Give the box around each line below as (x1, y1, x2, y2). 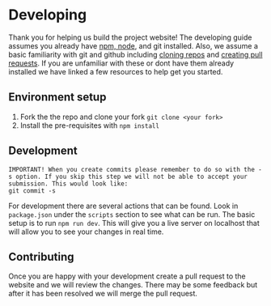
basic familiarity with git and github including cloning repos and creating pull (8, 49, 263, 59)
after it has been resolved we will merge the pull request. (8, 289, 198, 299)
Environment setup (8, 91, 107, 104)
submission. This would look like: (8, 180, 129, 188)
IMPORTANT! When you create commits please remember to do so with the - (8, 165, 263, 173)
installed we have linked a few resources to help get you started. (8, 66, 223, 76)
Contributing (8, 249, 74, 264)
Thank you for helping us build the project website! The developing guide (8, 32, 252, 42)
